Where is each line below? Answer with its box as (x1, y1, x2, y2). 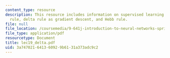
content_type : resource (5, 7, 56, 13)
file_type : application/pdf (5, 31, 65, 36)
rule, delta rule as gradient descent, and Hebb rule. (10, 17, 128, 22)
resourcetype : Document (5, 36, 56, 41)
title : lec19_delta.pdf (5, 40, 56, 45)
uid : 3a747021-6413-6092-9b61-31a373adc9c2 (5, 45, 99, 50)
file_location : (5, 26, 37, 31)
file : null (5, 21, 28, 27)
